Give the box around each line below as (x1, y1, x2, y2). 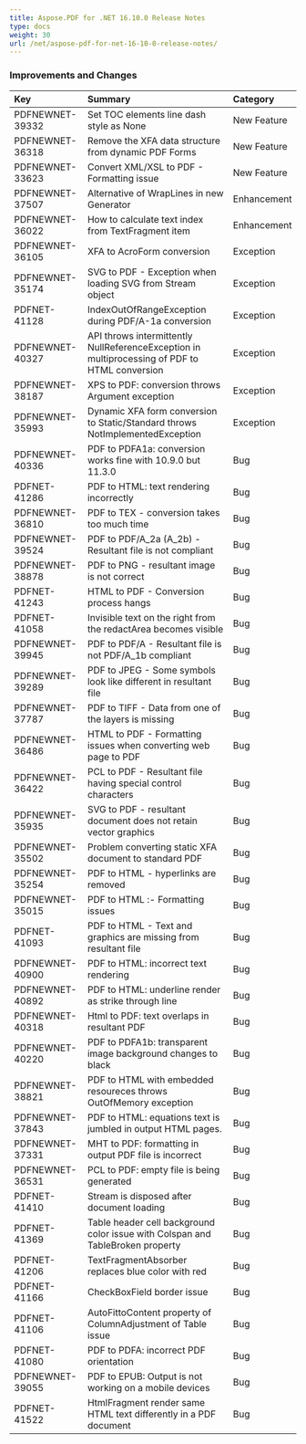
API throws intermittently (87, 330, 193, 342)
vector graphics (87, 825, 155, 838)
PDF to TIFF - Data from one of (87, 701, 221, 714)
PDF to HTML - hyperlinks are (87, 866, 217, 879)
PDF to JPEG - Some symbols (87, 664, 216, 676)
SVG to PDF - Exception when (87, 266, 217, 278)
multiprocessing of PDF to (87, 352, 199, 365)
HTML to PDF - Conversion (87, 585, 205, 598)
